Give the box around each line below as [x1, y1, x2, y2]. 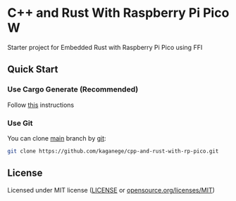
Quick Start [7, 63, 58, 75]
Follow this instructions [7, 100, 75, 109]
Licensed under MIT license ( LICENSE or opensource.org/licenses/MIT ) [7, 186, 215, 194]
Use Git [7, 118, 33, 128]
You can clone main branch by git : [7, 134, 107, 142]
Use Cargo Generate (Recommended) [7, 84, 139, 94]
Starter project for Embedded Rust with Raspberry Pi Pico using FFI [7, 43, 203, 51]
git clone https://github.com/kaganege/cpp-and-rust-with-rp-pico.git [7, 148, 219, 155]
